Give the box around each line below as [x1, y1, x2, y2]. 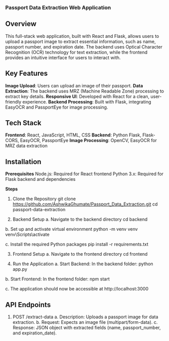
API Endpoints [5, 300, 51, 309]
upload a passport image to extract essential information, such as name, [5, 38, 156, 44]
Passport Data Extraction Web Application [5, 4, 111, 11]
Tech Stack [5, 118, 41, 127]
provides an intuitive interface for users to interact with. [5, 55, 121, 61]
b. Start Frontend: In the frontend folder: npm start [5, 276, 110, 282]
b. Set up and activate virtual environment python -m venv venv [5, 226, 138, 232]
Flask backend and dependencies [5, 176, 76, 182]
